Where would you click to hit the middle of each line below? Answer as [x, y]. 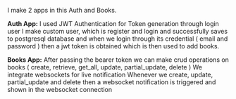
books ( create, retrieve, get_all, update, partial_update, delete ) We [105, 67]
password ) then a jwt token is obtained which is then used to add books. [113, 46]
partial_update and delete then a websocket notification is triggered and [112, 82]
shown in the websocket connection [60, 90]
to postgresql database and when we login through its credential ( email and [118, 39]
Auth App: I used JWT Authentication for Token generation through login [113, 24]
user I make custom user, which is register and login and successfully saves [117, 31]
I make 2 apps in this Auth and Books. [62, 10]
